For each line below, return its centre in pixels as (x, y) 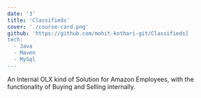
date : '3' (22, 14)
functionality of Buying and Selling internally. (72, 86)
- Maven (25, 53)
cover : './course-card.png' (48, 27)
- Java (23, 46)
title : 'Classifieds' (39, 20)
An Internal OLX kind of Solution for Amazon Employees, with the (100, 79)
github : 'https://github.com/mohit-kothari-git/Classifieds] (98, 33)
